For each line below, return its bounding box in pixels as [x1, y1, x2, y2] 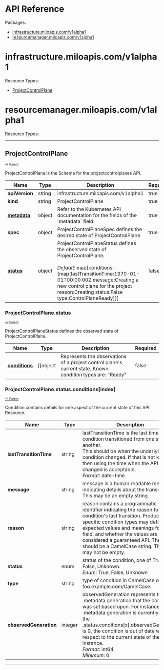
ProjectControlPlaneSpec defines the [57, 226, 143, 233]
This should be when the [82, 448, 139, 454]
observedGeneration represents [82, 591, 156, 598]
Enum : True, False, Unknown [82, 569, 148, 576]
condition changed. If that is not [82, 454, 155, 461]
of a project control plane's [61, 359, 123, 366]
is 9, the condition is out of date [82, 628, 155, 634]
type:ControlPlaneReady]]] [57, 295, 119, 301]
